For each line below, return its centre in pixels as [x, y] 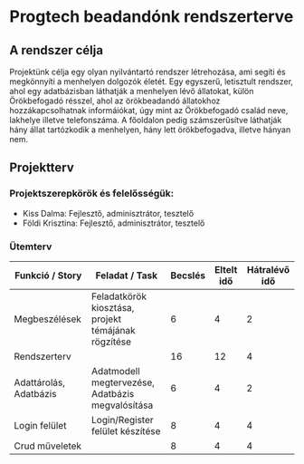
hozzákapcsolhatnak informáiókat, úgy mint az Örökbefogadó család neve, [149, 110]
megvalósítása [123, 405]
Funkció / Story [48, 275]
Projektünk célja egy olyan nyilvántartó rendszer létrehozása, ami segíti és [148, 72]
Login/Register [123, 420]
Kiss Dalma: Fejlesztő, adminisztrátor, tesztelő [108, 213]
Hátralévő [268, 269]
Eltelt [226, 269]
